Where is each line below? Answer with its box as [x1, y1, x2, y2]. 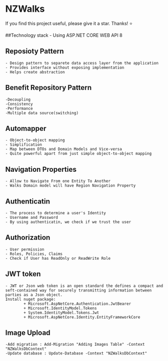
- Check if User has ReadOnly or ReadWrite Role [5, 256, 111, 261]
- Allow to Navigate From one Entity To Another [5, 178, 111, 184]
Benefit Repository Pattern [5, 83, 92, 92]
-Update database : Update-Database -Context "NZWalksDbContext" [5, 351, 147, 356]
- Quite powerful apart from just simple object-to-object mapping [5, 151, 152, 156]
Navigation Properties [5, 165, 77, 174]
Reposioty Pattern [5, 47, 64, 56]
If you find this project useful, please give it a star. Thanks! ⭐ [5, 20, 133, 26]
